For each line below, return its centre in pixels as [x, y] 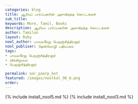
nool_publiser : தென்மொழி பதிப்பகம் [39, 46]
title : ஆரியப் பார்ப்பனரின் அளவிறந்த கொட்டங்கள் [51, 14]
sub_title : [16, 19]
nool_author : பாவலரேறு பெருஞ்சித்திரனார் [43, 42]
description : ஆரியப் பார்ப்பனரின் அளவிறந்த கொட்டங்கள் [57, 28]
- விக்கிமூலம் [17, 60]
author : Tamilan [22, 33]
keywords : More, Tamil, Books [36, 23]
